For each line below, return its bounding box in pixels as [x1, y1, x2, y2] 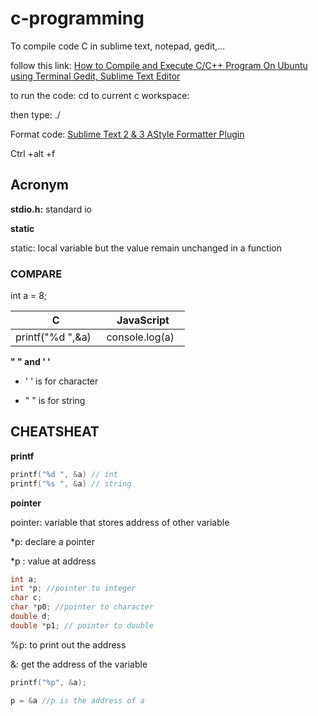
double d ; [10, 612, 52, 622]
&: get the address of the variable [10, 658, 148, 670]
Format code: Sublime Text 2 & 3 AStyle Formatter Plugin [10, 128, 245, 140]
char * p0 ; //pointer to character [10, 602, 155, 612]
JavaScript [116, 313, 170, 327]
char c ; [10, 593, 43, 603]
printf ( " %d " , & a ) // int [10, 469, 118, 479]
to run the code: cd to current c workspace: [10, 89, 190, 101]
